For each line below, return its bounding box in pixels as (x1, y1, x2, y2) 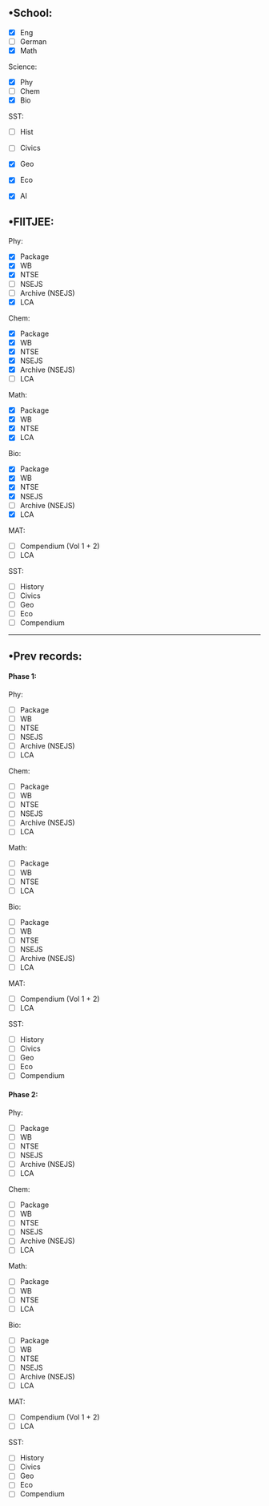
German (19, 36, 47, 46)
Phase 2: (8, 1090, 38, 1100)
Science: (8, 62, 38, 71)
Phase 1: (8, 672, 38, 681)
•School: (8, 6, 53, 20)
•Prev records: (8, 649, 82, 663)
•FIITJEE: (8, 215, 54, 228)
